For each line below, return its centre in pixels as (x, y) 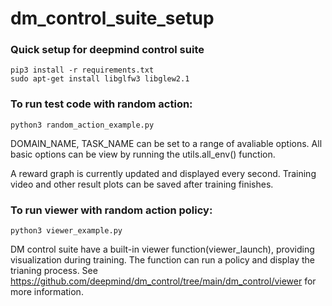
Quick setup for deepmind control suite (107, 50)
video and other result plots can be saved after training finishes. (142, 184)
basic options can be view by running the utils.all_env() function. (143, 154)
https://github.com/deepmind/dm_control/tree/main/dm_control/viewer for (163, 281)
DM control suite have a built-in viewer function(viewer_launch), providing (162, 249)
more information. (47, 292)
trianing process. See (54, 271)
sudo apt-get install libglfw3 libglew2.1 (100, 79)
